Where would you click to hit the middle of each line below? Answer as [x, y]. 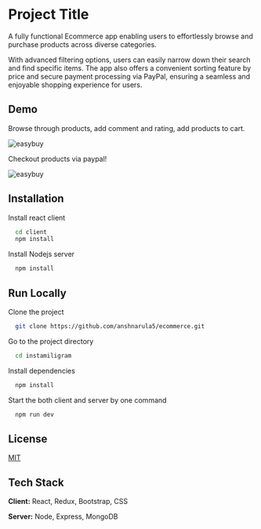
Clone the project [36, 312]
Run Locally [37, 293]
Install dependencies [42, 370]
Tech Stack [36, 482]
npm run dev [35, 414]
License [28, 438]
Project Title [49, 15]
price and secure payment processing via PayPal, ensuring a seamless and [129, 76]
